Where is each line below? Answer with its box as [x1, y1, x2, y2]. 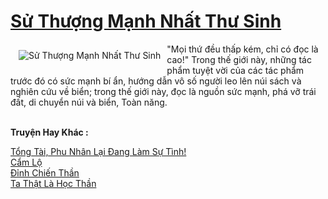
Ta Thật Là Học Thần [10, 177, 97, 189]
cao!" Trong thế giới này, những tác [166, 53, 312, 65]
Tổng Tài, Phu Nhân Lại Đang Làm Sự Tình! [10, 145, 187, 157]
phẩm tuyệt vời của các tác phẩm [166, 64, 305, 76]
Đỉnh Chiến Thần [10, 166, 80, 179]
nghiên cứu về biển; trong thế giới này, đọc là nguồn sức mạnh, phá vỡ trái [10, 85, 317, 97]
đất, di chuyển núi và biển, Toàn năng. [10, 96, 168, 108]
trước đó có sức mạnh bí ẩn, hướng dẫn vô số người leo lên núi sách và [10, 75, 302, 87]
